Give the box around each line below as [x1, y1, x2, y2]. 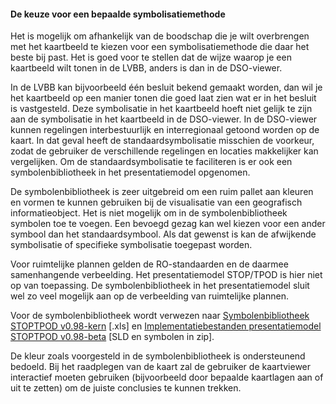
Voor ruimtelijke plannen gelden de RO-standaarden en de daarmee [10, 258, 289, 270]
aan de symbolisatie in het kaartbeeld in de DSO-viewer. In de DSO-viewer [10, 113, 318, 125]
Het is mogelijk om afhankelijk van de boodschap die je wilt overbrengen [10, 30, 310, 42]
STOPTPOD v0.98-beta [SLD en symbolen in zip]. [10, 331, 215, 343]
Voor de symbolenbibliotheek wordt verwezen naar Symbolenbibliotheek [10, 310, 310, 322]
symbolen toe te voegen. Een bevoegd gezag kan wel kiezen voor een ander [10, 218, 326, 230]
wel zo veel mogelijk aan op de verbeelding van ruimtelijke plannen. [10, 290, 289, 302]
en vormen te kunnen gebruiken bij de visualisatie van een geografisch [10, 196, 303, 209]
